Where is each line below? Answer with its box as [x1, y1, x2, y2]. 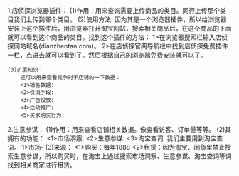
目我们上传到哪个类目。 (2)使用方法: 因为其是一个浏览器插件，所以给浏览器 [7, 15, 227, 24]
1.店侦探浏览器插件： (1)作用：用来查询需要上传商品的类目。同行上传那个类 [7, 6, 226, 14]
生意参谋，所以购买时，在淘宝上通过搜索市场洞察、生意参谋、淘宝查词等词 [13, 152, 232, 160]
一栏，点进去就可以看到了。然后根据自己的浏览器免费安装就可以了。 [7, 51, 207, 59]
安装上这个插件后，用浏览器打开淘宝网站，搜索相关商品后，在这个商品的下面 [7, 24, 232, 32]
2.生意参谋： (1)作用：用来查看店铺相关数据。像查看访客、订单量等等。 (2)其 [7, 125, 232, 133]
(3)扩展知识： [7, 66, 44, 73]
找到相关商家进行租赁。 [7, 161, 76, 169]
